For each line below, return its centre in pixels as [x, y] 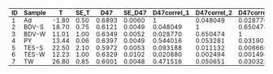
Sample [35, 13]
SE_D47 [135, 13]
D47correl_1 [171, 13]
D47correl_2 [214, 13]
